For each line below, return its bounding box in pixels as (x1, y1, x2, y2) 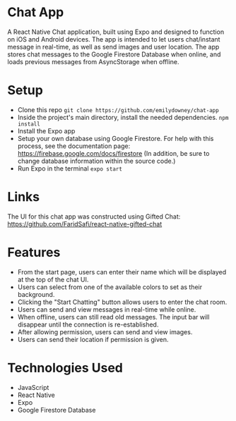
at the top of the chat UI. (17, 275, 89, 283)
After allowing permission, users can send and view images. (17, 327, 193, 336)
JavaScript (17, 383, 49, 391)
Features (7, 245, 61, 260)
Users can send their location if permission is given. (17, 335, 169, 343)
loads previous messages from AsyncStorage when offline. (7, 57, 179, 66)
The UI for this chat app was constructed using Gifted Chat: (7, 212, 181, 221)
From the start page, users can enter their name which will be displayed (17, 267, 227, 276)
